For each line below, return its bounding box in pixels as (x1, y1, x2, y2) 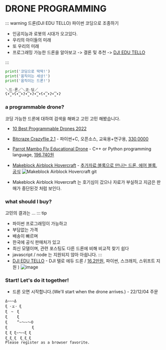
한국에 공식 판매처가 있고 (12, 239, 61, 245)
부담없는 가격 (12, 227, 38, 233)
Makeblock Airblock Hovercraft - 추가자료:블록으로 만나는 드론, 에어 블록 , (12, 162, 158, 168)
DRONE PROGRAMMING (5, 3, 107, 14)
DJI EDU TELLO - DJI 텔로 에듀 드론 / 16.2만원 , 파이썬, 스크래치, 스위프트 (12, 257, 156, 264)
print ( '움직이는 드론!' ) (5, 78, 51, 83)
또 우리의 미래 (12, 43, 39, 49)
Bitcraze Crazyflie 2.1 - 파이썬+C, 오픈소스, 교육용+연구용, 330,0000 (12, 135, 149, 142)
